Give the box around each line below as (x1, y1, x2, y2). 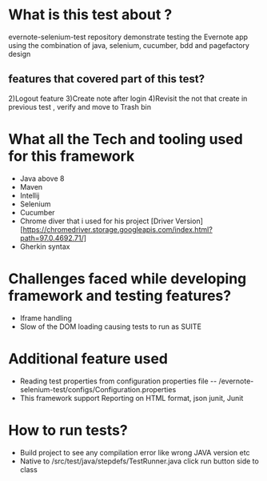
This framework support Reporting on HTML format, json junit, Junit (19, 393, 244, 403)
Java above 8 (19, 174, 65, 183)
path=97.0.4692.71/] (19, 233, 86, 243)
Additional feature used (8, 350, 168, 367)
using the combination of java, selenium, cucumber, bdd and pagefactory (8, 40, 250, 50)
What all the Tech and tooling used (8, 130, 244, 148)
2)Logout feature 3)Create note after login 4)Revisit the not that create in (8, 94, 248, 103)
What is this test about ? (8, 6, 173, 24)
